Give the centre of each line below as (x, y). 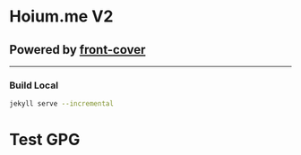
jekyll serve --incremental (62, 104)
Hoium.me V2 (61, 17)
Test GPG (45, 140)
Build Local (34, 85)
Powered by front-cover (77, 50)
